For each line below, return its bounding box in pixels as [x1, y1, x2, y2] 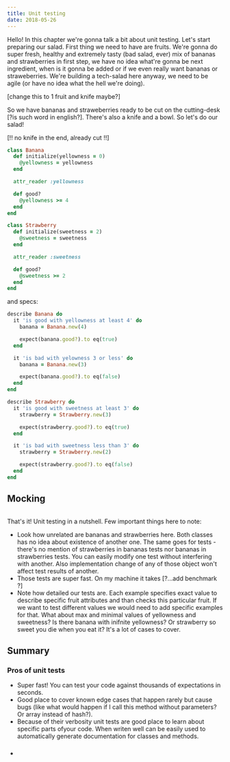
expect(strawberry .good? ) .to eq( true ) [19, 423, 130, 431]
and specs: [7, 298, 39, 306]
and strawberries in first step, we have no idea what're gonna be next [7, 57, 203, 65]
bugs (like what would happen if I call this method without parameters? [16, 703, 217, 711]
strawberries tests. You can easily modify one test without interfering [16, 552, 212, 560]
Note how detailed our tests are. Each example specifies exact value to [16, 588, 218, 597]
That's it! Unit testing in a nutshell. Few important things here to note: [7, 517, 202, 525]
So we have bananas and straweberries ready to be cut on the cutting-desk [7, 106, 220, 114]
